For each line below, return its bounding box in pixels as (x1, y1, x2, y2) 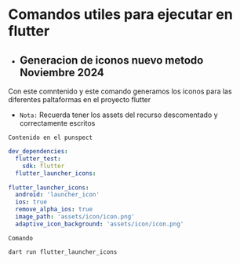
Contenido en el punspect (8, 134, 93, 141)
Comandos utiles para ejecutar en (8, 5, 233, 24)
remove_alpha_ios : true (15, 206, 93, 214)
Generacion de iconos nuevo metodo (19, 53, 204, 67)
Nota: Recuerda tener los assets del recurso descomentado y (19, 110, 218, 119)
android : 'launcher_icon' (15, 191, 100, 199)
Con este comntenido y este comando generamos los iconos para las (8, 86, 233, 96)
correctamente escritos (19, 119, 96, 127)
